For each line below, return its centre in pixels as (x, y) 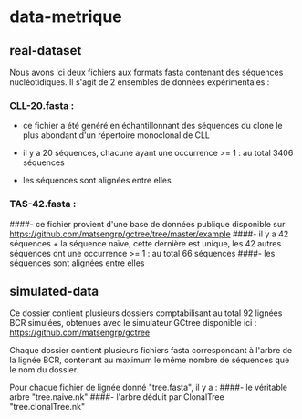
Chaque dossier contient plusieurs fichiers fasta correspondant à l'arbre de (151, 351)
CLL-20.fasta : (42, 105)
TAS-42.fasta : (43, 204)
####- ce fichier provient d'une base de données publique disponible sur (147, 224)
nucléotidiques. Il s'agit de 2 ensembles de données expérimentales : (140, 82)
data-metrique (66, 17)
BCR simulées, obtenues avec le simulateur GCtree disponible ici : (133, 323)
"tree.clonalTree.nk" (47, 407)
